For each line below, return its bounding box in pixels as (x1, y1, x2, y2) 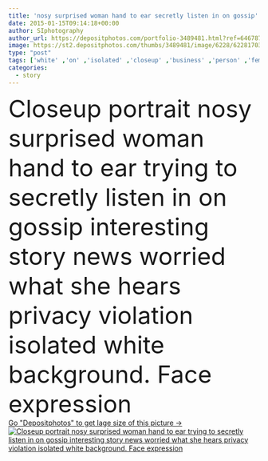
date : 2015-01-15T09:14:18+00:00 (8, 19, 120, 27)
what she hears (8, 270, 182, 301)
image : (8, 42, 30, 50)
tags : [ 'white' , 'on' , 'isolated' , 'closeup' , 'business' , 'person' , (8, 57, 248, 65)
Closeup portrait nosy (8, 93, 253, 124)
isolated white (8, 329, 165, 360)
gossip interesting (8, 211, 210, 242)
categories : (8, 64, 48, 72)
